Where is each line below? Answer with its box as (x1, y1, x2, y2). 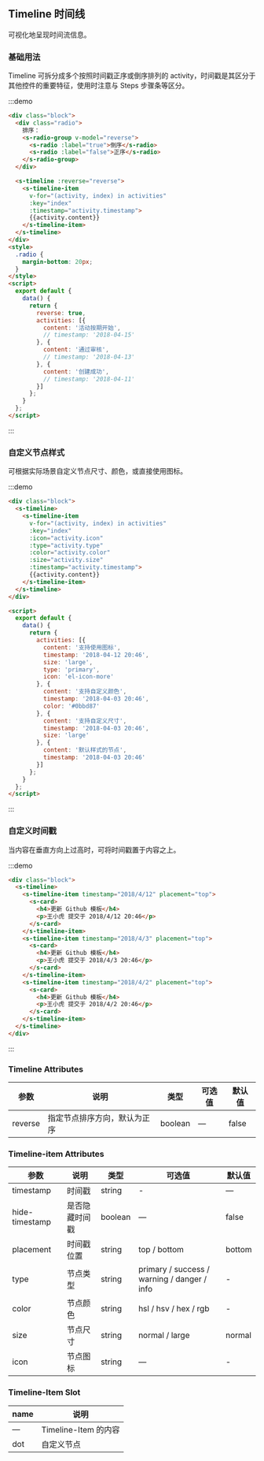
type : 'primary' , (42, 665, 101, 674)
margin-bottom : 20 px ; (22, 258, 93, 266)
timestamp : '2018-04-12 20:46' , (42, 651, 149, 659)
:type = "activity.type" (28, 541, 104, 549)
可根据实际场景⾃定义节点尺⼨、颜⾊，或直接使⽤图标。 (8, 467, 187, 476)
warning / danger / (138, 1273, 207, 1284)
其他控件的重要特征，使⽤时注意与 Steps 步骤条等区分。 (8, 81, 189, 91)
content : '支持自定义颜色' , (42, 688, 127, 696)
